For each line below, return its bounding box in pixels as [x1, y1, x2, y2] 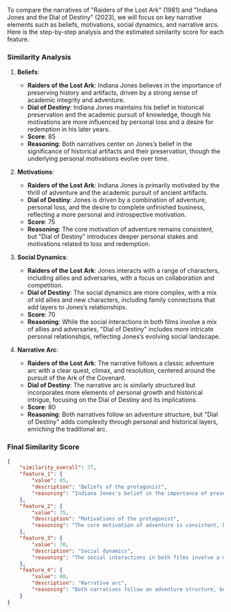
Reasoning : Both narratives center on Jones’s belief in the [27, 140, 192, 148]
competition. [27, 281, 63, 289]
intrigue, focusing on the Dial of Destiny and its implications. [27, 396, 198, 404]
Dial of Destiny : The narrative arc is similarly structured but [27, 381, 196, 389]
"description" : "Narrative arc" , [32, 580, 128, 586]
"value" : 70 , [32, 541, 69, 548]
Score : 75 [27, 218, 56, 226]
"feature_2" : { [19, 502, 63, 509]
